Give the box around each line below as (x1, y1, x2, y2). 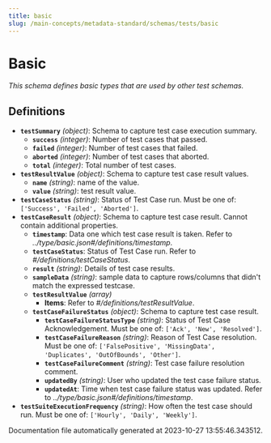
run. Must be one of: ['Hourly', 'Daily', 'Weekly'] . (19, 410, 198, 420)
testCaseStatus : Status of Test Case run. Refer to (32, 246, 197, 256)
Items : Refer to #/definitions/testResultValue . (44, 298, 195, 308)
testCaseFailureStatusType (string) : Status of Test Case (44, 315, 231, 325)
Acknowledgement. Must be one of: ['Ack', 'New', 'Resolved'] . (44, 324, 262, 334)
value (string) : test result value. (32, 186, 137, 196)
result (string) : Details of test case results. (32, 264, 176, 274)
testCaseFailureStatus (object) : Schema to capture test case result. (32, 307, 259, 317)
